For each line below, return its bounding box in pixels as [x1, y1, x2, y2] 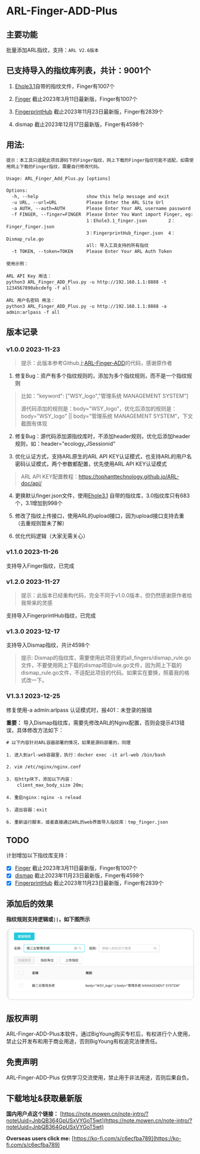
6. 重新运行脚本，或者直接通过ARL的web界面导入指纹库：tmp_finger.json [6, 819, 168, 825]
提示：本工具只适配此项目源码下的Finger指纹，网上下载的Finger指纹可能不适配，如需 [6, 157, 190, 163]
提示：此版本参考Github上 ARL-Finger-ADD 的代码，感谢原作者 [20, 360, 173, 367]
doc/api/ [20, 480, 42, 487]
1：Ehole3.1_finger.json [86, 218, 147, 224]
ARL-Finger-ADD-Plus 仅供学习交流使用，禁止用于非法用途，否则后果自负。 [6, 1074, 192, 1081]
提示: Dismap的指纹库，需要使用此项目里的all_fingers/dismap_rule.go [20, 654, 191, 662]
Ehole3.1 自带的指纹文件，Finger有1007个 [14, 82, 115, 90]
